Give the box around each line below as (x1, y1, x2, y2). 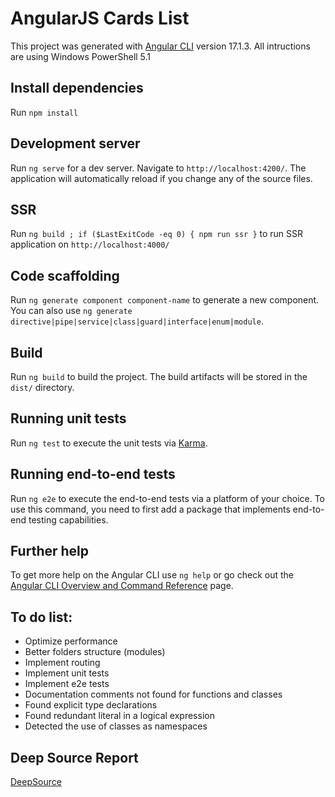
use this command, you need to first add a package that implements (10, 503, 291, 515)
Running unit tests (10, 410, 127, 427)
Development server (10, 135, 141, 152)
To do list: (10, 608, 73, 626)
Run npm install (10, 106, 79, 118)
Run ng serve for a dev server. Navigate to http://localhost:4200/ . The (10, 162, 307, 174)
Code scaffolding (10, 267, 120, 284)
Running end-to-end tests (10, 466, 176, 483)
